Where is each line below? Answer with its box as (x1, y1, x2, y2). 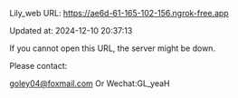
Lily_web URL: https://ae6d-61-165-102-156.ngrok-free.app (9, 8, 229, 18)
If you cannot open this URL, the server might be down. (9, 43, 215, 54)
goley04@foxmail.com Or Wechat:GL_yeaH (9, 78, 170, 89)
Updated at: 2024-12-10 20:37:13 (9, 25, 133, 35)
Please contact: (9, 61, 68, 71)
